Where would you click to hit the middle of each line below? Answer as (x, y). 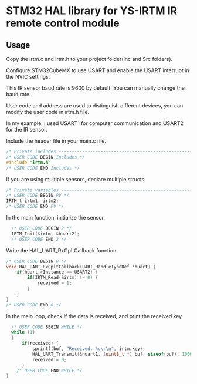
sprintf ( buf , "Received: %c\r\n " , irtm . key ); (89, 349)
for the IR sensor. (27, 129)
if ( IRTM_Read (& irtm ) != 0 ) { (63, 278)
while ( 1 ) (23, 332)
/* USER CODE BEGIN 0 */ (36, 261)
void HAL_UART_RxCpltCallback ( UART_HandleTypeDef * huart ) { (81, 267)
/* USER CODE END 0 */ (34, 305)
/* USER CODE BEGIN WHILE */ (47, 327)
